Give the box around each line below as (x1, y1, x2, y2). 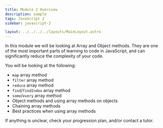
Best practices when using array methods (12, 108, 96, 114)
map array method (12, 72, 47, 78)
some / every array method (12, 93, 62, 99)
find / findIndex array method (12, 88, 71, 93)
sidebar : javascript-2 (5, 20, 51, 26)
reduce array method (12, 82, 54, 88)
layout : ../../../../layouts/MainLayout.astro (5, 30, 101, 35)
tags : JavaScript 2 (5, 16, 45, 21)
